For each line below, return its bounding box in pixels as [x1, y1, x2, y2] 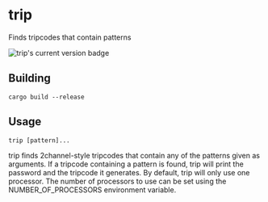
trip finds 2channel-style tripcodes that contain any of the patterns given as [8, 150, 261, 160]
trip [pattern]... [8, 136, 70, 145]
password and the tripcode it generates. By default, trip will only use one [8, 167, 250, 177]
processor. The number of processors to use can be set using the [8, 176, 227, 186]
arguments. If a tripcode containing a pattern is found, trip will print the [8, 159, 244, 169]
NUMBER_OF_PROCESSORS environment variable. [8, 184, 177, 195]
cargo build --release [8, 93, 85, 101]
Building [8, 71, 51, 86]
